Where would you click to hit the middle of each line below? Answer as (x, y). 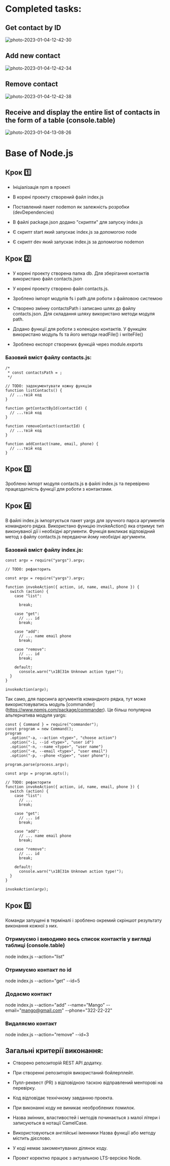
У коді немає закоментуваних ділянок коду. (60, 1148)
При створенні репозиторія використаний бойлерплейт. (73, 1073)
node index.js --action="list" (35, 956)
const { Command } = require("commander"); (52, 725)
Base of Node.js (39, 153)
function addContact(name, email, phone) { (52, 444)
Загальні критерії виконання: (54, 1051)
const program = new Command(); (39, 729)
